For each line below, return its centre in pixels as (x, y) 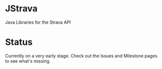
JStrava (21, 9)
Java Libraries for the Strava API (38, 22)
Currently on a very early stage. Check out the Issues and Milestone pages (81, 56)
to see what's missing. (28, 61)
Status (19, 42)
